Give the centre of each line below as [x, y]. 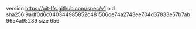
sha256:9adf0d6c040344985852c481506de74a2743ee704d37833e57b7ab [98, 14]
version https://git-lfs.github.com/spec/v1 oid [61, 8]
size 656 [49, 21]
